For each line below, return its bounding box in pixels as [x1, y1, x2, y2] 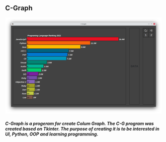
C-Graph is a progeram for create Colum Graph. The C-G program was [5, 120, 154, 126]
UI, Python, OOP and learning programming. [5, 131, 98, 137]
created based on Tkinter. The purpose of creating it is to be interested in [5, 126, 160, 132]
